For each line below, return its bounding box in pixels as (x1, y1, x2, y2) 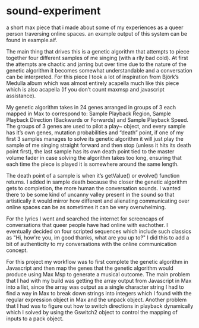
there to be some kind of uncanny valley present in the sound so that (6, 191, 175, 198)
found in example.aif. (6, 36, 58, 43)
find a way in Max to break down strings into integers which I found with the (6, 289, 192, 297)
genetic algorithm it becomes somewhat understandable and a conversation (6, 67, 193, 74)
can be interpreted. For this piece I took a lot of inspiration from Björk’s (6, 73, 179, 80)
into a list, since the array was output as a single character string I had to (6, 283, 184, 291)
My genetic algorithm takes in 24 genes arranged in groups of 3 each (6, 103, 176, 111)
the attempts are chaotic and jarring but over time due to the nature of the (6, 61, 187, 68)
